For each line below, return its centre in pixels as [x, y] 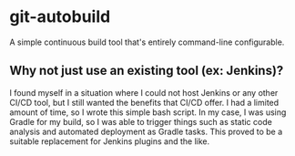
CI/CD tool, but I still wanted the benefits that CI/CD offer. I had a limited [144, 102]
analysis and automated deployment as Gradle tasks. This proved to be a [146, 131]
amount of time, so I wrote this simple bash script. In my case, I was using [148, 112]
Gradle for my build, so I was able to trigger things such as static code [141, 121]
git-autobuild [60, 17]
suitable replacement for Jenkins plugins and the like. [110, 141]
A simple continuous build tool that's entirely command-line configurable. [147, 42]
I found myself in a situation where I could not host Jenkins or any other [144, 92]
